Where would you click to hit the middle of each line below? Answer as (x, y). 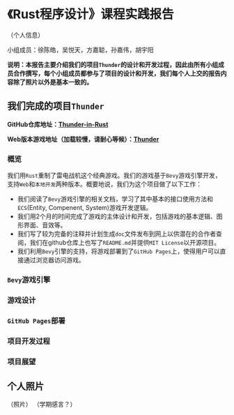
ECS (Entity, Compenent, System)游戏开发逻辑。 (85, 208)
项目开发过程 (29, 341)
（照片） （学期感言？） (42, 405)
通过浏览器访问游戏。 (54, 260)
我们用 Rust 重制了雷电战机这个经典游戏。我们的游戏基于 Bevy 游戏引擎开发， (114, 176)
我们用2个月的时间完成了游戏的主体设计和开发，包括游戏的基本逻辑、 (117, 216)
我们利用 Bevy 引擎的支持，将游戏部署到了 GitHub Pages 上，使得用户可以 (119, 251)
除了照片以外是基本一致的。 (53, 82)
